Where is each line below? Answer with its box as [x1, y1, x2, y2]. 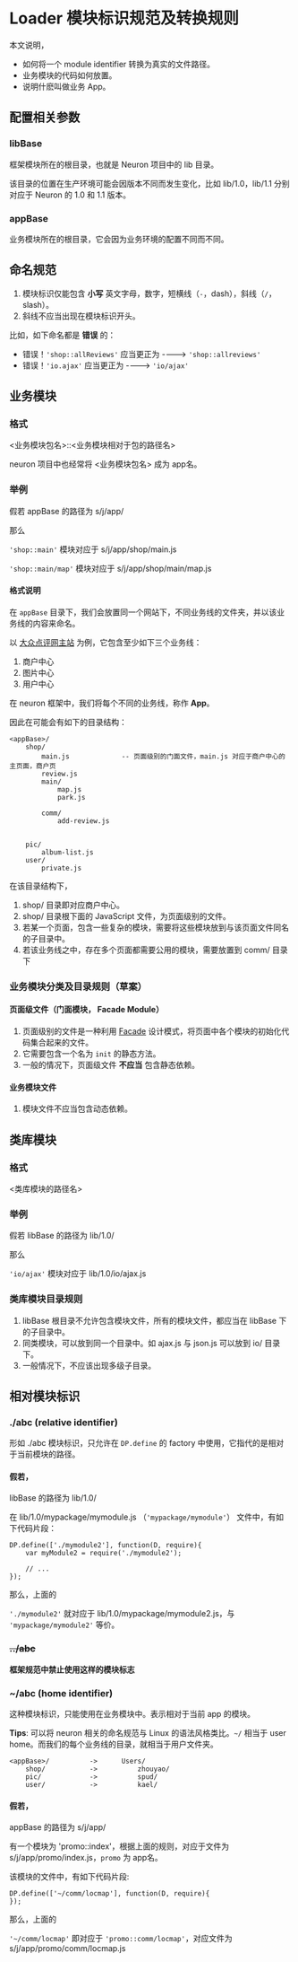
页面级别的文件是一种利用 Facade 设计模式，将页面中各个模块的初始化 [21, 1026, 282, 1037]
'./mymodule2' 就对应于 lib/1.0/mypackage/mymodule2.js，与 [9, 1608, 235, 1619]
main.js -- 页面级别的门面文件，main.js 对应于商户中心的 [41, 751, 286, 761]
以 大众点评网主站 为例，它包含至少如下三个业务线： [9, 636, 202, 647]
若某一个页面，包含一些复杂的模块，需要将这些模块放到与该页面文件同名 [21, 922, 289, 933]
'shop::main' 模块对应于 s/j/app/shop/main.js [9, 544, 177, 555]
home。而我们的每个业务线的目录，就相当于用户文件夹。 [9, 1739, 219, 1750]
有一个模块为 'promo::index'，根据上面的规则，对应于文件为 [9, 1841, 230, 1852]
